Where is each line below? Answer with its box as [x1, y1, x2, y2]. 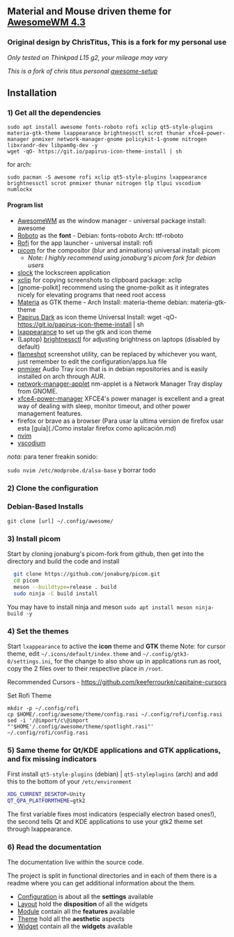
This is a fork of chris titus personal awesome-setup [7, 66, 158, 75]
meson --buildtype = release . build [13, 583, 117, 590]
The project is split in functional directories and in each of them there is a [7, 871, 217, 880]
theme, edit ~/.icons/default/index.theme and [7, 649, 141, 658]
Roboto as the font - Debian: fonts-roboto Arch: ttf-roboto [17, 231, 184, 239]
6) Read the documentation [7, 842, 102, 852]
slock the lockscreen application [17, 268, 111, 276]
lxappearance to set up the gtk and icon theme [17, 327, 152, 336]
